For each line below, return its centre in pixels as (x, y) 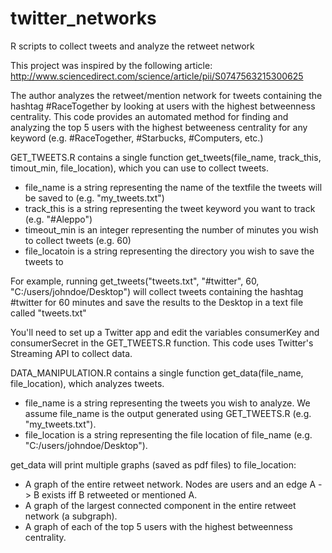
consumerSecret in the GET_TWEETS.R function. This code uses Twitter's (162, 343)
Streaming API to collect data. (71, 353)
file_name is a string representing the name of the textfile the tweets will (173, 187)
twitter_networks (83, 18)
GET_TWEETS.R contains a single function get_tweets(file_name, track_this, (166, 157)
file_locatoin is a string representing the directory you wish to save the (169, 251)
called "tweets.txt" (48, 313)
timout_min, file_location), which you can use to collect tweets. (140, 168)
